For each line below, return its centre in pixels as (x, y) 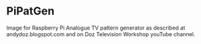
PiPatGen (31, 11)
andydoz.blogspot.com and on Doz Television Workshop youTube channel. (101, 34)
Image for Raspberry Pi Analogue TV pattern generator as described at (96, 28)
